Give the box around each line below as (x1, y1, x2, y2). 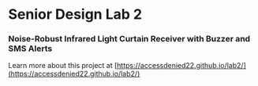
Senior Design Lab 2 (8, 5, 143, 23)
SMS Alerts (8, 43, 53, 54)
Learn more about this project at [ (8, 61, 118, 70)
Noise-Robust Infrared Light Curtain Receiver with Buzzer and (8, 34, 251, 45)
